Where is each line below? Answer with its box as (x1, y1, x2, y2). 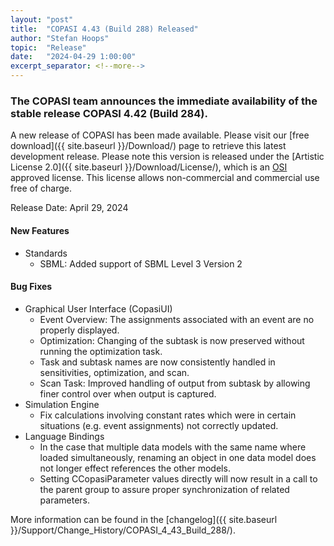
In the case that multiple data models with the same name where (39, 441, 307, 453)
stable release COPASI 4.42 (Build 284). (10, 106, 208, 120)
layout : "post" (10, 14, 74, 25)
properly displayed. (39, 324, 120, 336)
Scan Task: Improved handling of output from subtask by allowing (39, 377, 311, 389)
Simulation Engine (24, 398, 100, 410)
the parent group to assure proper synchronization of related (39, 483, 290, 495)
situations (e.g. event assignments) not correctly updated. (39, 419, 279, 431)
